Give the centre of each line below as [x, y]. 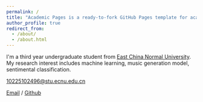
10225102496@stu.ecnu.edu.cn [46, 81]
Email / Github [24, 93]
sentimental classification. [39, 69]
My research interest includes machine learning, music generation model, [98, 63]
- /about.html [29, 40]
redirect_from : [25, 28]
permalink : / [23, 12]
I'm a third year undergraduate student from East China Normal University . [99, 57]
